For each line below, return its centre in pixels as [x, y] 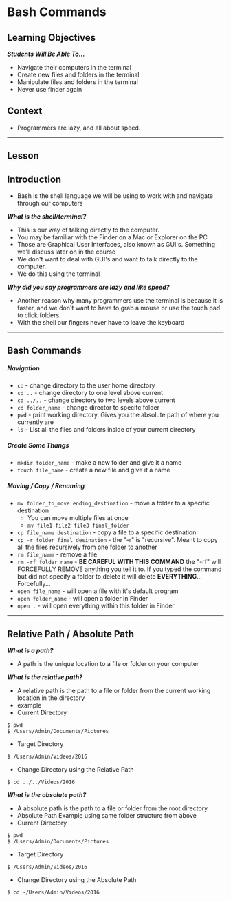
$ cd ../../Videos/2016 [41, 782]
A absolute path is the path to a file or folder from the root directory [112, 808]
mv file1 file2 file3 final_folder [78, 526]
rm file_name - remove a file [57, 554]
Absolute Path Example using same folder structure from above [107, 816]
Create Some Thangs [38, 445]
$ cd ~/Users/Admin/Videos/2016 [53, 893]
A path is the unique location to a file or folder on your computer [108, 664]
